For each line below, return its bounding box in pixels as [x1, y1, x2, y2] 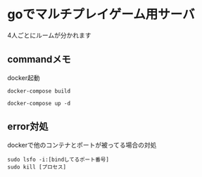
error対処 [7, 121, 49, 133]
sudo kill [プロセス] [7, 163, 67, 171]
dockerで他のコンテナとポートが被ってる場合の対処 [7, 140, 157, 149]
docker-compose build [7, 87, 71, 95]
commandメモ [7, 53, 72, 65]
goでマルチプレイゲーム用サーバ [7, 6, 195, 22]
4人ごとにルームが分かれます [7, 31, 91, 39]
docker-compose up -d [7, 100, 71, 107]
